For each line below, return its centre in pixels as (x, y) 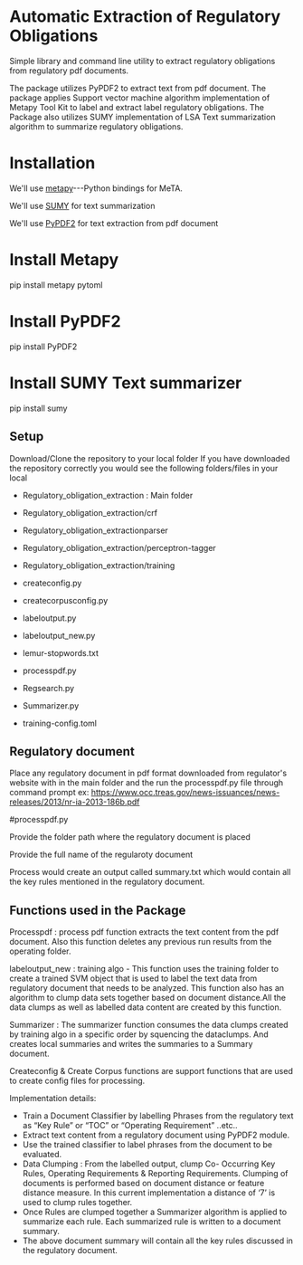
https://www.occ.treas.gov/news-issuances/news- (185, 793)
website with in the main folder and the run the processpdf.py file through (147, 783)
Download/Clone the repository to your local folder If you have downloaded (150, 458)
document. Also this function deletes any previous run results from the (141, 942)
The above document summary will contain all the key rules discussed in (158, 1241)
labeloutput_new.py (59, 635)
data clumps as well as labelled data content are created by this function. (146, 1007)
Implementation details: (53, 1099)
